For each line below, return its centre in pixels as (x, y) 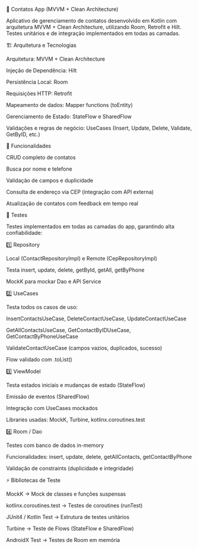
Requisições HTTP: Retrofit (39, 93)
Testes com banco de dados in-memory (55, 445)
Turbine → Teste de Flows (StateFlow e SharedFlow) (70, 528)
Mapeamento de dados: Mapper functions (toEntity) (70, 105)
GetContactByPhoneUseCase (42, 336)
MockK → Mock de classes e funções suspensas (66, 494)
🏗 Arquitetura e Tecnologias (41, 45)
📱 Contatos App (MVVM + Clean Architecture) (62, 9)
